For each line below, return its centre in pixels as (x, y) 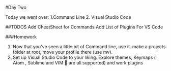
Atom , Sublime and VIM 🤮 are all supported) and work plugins (78, 63)
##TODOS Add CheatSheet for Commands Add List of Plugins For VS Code (84, 27)
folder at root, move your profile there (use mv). (63, 52)
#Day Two (16, 7)
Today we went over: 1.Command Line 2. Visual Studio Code (68, 17)
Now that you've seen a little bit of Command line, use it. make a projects (89, 47)
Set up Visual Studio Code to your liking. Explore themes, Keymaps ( (84, 57)
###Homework (21, 37)
